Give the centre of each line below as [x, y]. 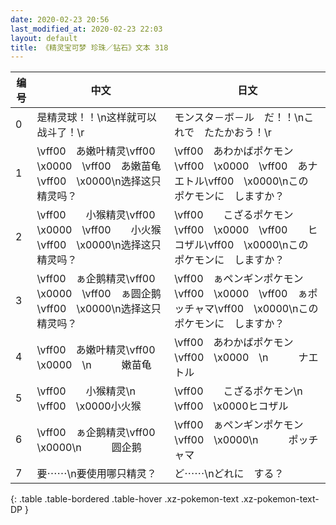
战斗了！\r [60, 133]
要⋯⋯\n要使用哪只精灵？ [96, 474]
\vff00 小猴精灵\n [86, 391]
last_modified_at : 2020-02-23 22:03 [86, 29]
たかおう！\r [242, 133]
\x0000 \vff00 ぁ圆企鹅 [99, 294]
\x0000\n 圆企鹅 [89, 448]
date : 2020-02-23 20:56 [60, 19]
